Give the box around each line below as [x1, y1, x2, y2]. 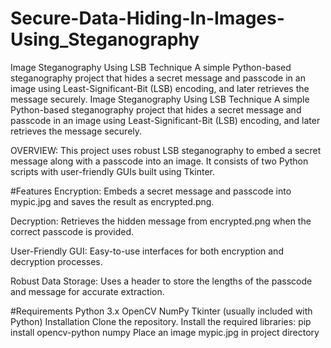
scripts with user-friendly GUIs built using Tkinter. [10, 165, 215, 177]
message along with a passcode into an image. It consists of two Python [10, 155, 309, 167]
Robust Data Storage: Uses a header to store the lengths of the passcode [10, 275, 313, 287]
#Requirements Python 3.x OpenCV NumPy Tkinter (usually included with [10, 305, 313, 317]
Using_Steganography [10, 28, 200, 51]
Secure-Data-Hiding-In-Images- [10, 7, 285, 30]
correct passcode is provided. [10, 225, 135, 237]
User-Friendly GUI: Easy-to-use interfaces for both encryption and [10, 245, 284, 257]
